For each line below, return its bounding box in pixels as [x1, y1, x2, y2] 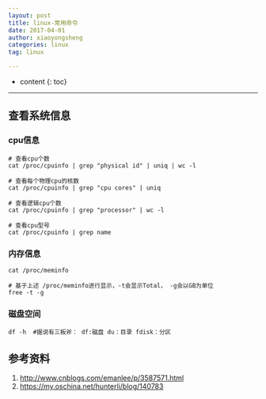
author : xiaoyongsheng [8, 33, 83, 42]
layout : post [8, 11, 51, 20]
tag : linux [8, 48, 44, 56]
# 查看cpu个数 [8, 155, 50, 163]
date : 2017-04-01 [8, 26, 66, 34]
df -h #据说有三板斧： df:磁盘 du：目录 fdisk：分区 [8, 329, 172, 337]
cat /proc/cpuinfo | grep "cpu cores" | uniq [8, 183, 161, 192]
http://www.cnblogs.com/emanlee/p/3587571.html [19, 373, 184, 383]
